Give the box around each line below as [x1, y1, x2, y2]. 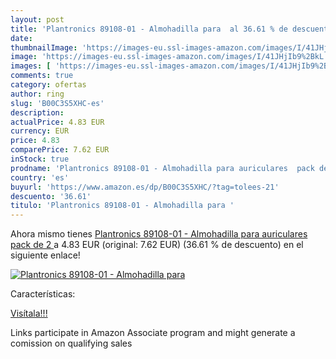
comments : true [10, 71, 74, 81]
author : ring [10, 89, 65, 99]
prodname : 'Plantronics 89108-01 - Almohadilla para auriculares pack [10, 163, 315, 173]
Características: [10, 288, 76, 300]
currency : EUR [10, 126, 70, 136]
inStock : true [10, 154, 70, 164]
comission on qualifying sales [10, 337, 133, 350]
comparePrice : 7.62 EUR [10, 145, 110, 155]
